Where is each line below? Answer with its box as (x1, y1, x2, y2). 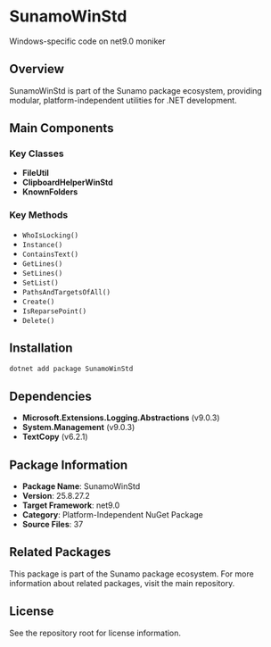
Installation (9, 341, 73, 356)
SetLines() (21, 269, 63, 278)
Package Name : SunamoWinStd (21, 481, 141, 492)
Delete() (21, 316, 55, 325)
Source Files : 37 (21, 519, 84, 530)
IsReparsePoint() (21, 306, 87, 316)
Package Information (9, 457, 128, 472)
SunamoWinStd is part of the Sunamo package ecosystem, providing (9, 85, 263, 95)
